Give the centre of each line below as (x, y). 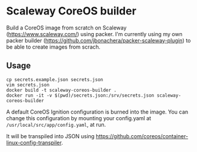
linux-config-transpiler (34, 142)
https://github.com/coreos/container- (142, 136)
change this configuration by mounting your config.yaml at (79, 118)
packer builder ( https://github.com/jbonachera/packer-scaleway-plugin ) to (98, 40)
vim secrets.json (28, 85)
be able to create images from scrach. (53, 47)
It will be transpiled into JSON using (50, 136)
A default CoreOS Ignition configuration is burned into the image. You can (97, 112)
